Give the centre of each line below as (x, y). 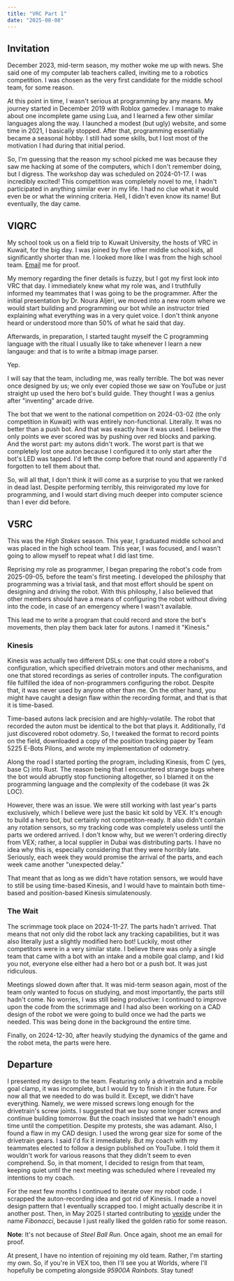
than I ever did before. (39, 502)
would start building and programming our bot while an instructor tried (108, 308)
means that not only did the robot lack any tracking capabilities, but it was (114, 934)
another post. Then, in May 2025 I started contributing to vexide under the (114, 1214)
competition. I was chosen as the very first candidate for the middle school (115, 80)
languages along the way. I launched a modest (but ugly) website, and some (117, 124)
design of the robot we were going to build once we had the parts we (107, 1014)
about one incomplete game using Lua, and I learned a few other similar (110, 116)
